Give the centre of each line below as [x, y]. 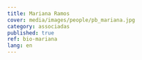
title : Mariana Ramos [39, 13]
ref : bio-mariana [32, 39]
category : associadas [39, 26]
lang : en [20, 46]
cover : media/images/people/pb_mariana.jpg [71, 20]
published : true [31, 33]
